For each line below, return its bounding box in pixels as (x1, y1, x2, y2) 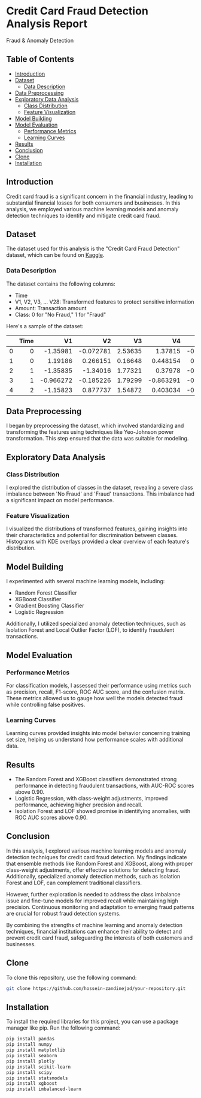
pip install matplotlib (6, 1047, 66, 1054)
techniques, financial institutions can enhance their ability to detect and (6, 928, 182, 935)
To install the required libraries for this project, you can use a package (6, 1018, 179, 1025)
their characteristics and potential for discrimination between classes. (6, 532, 178, 539)
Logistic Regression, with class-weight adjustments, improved (14, 795, 168, 802)
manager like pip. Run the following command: (6, 1024, 121, 1031)
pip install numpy (6, 1042, 52, 1048)
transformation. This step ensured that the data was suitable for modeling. (6, 435, 189, 442)
